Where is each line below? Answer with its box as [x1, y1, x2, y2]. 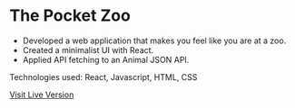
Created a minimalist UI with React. [22, 44, 154, 55]
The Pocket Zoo [9, 5, 132, 26]
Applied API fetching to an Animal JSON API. [22, 54, 190, 65]
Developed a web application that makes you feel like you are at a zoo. [22, 35, 287, 46]
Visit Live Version [9, 89, 74, 100]
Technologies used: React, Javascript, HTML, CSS [9, 71, 198, 82]
